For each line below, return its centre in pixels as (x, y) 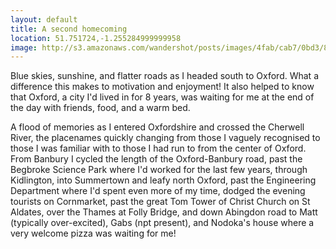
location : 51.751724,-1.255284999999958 (96, 38)
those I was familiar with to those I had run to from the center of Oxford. (158, 148)
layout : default (44, 19)
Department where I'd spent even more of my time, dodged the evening (158, 191)
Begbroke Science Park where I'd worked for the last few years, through (159, 170)
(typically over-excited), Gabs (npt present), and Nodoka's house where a (162, 223)
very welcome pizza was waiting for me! (93, 233)
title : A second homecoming (69, 29)
